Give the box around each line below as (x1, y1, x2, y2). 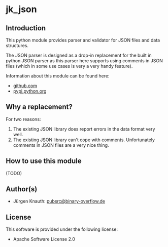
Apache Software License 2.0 (13, 236, 75, 242)
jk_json (6, 4, 37, 15)
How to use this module (6, 157, 82, 166)
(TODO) (6, 170, 22, 176)
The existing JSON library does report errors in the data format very (13, 126, 155, 132)
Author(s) (6, 185, 38, 193)
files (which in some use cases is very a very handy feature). (6, 63, 133, 69)
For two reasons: (6, 116, 41, 122)
